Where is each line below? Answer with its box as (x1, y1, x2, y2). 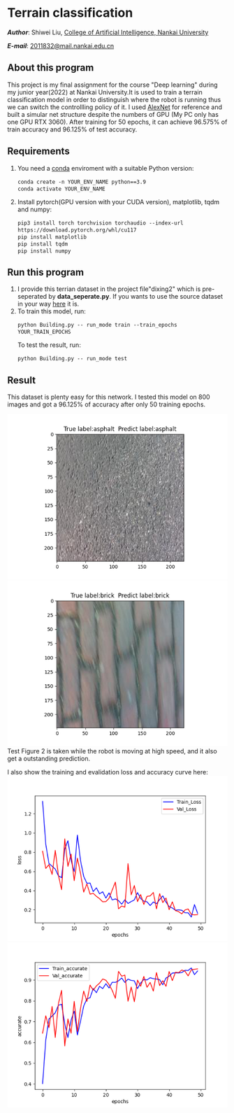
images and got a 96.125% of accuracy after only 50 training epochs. (7, 400, 206, 409)
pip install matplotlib (17, 233, 87, 241)
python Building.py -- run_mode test (17, 355, 128, 362)
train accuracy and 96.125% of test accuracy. (7, 125, 138, 134)
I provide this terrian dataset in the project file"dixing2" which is (17, 285, 201, 293)
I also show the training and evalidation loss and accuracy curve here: (7, 768, 208, 777)
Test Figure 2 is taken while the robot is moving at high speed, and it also (7, 747, 218, 756)
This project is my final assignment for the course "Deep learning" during (7, 80, 218, 89)
